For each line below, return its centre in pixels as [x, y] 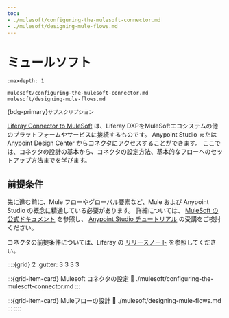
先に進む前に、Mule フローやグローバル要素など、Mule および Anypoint [108, 202]
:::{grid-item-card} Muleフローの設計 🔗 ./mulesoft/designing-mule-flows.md [114, 301]
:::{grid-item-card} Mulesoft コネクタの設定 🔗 [71, 279]
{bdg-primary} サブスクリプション [50, 112]
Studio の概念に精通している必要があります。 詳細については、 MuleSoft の [113, 211]
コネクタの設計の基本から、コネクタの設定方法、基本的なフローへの [115, 152]
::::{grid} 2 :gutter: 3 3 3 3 [44, 264]
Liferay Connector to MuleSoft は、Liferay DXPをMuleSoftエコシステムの [110, 126]
